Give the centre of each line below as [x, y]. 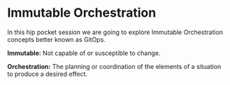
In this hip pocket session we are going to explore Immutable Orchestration [115, 32]
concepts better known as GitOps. [57, 39]
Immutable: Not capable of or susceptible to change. [84, 53]
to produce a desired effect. [48, 74]
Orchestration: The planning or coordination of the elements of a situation [114, 66]
